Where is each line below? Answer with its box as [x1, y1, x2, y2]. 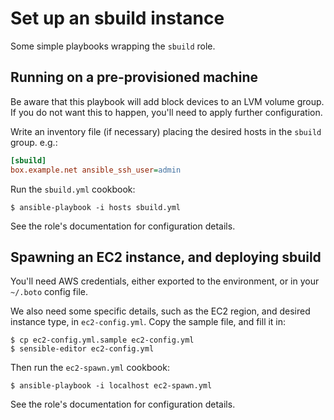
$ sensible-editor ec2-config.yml [10, 344, 155, 354]
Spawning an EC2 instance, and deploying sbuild [10, 248, 322, 266]
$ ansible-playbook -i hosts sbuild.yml [10, 202, 182, 212]
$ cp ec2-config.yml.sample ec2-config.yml [10, 335, 195, 346]
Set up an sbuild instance [10, 7, 225, 30]
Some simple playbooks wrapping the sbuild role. [10, 40, 216, 52]
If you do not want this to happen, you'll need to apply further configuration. [10, 106, 323, 118]
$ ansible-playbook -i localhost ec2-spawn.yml [10, 381, 213, 391]
